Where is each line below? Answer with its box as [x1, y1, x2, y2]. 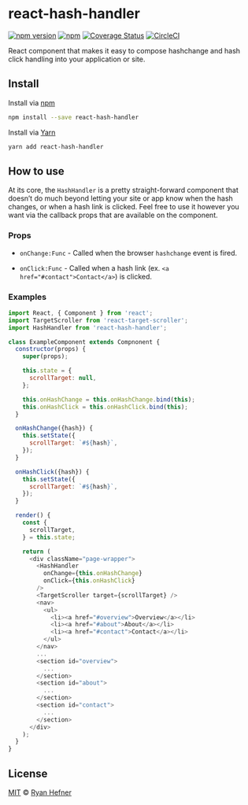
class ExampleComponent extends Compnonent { [8, 338, 160, 346]
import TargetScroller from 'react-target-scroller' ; [8, 316, 189, 324]
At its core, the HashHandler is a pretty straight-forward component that [8, 186, 239, 195]
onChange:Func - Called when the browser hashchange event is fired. [19, 248, 238, 257]
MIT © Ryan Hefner [8, 788, 72, 797]
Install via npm [8, 98, 55, 107]
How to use [8, 164, 65, 178]
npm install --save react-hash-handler [8, 113, 139, 121]
